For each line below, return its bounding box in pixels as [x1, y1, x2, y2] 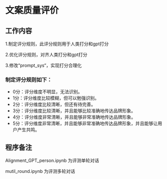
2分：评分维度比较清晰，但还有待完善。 [12, 101, 96, 108]
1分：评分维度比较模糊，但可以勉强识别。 [12, 95, 99, 101]
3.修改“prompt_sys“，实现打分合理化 [5, 62, 82, 68]
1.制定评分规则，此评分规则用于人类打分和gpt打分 [5, 41, 109, 47]
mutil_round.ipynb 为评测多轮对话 [5, 168, 75, 174]
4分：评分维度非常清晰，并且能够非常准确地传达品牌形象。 [12, 114, 136, 120]
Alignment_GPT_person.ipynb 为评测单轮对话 [5, 158, 99, 164]
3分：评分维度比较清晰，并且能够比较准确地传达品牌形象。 [12, 108, 136, 114]
